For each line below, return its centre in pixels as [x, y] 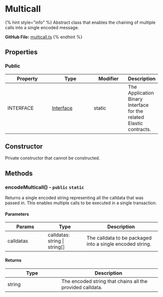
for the [135, 111]
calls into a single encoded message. [42, 27]
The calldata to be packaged [119, 238]
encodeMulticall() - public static [45, 187]
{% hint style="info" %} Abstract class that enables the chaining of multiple [80, 22]
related [136, 117]
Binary [135, 99]
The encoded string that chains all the [105, 281]
